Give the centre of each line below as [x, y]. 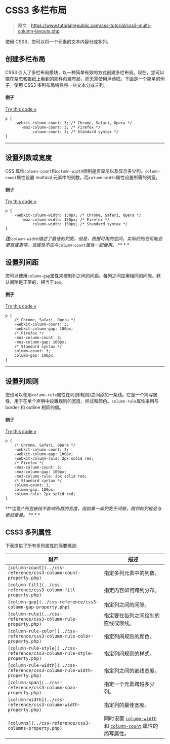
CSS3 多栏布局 [36, 10]
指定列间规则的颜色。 [129, 636]
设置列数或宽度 [29, 158]
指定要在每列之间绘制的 [132, 616]
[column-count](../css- [36, 567]
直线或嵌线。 [119, 623]
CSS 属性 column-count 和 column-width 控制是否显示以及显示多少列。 [75, 171]
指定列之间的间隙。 [126, 604]
